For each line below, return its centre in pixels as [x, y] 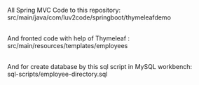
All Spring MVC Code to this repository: [64, 10]
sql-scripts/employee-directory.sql [57, 74]
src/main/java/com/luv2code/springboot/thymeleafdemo [89, 17]
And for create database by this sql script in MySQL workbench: [100, 67]
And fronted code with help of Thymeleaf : [69, 38]
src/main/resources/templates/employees [68, 46]
